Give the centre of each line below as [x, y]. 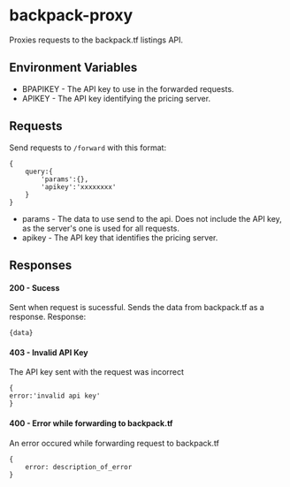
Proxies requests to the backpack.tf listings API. [96, 40]
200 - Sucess [34, 287]
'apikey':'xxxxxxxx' [79, 186]
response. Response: [48, 317]
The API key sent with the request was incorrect [96, 372]
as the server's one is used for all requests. [100, 228]
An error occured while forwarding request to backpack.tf [114, 443]
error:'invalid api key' [55, 396]
